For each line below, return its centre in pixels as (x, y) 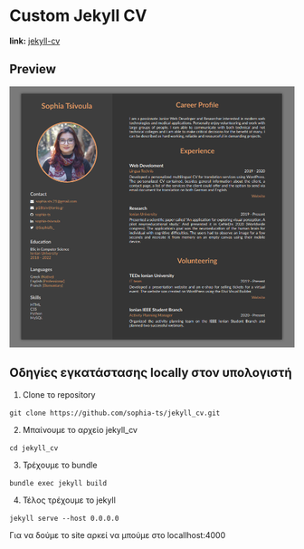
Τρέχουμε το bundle (60, 465)
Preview (33, 69)
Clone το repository (59, 394)
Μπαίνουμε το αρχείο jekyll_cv (80, 429)
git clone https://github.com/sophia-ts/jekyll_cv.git (115, 413)
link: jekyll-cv (35, 41)
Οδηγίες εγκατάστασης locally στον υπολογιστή (151, 373)
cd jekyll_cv (34, 448)
